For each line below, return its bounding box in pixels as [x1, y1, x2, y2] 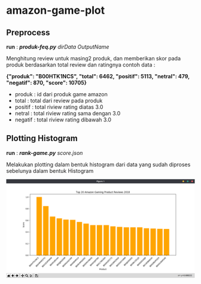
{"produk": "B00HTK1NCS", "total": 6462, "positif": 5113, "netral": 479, [6, 73, 190, 80]
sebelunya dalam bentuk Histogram [6, 167, 94, 174]
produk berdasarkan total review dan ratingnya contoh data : [6, 61, 156, 68]
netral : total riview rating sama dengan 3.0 [14, 110, 121, 117]
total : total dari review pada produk [14, 97, 103, 104]
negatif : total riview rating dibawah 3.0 [14, 116, 112, 123]
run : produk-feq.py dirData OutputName [6, 43, 109, 50]
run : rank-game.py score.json [6, 149, 83, 156]
